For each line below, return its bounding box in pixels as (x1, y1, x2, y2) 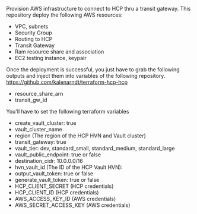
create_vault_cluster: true (14, 119, 77, 127)
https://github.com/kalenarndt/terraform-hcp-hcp (6, 78, 128, 86)
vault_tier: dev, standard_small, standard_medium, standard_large (14, 145, 175, 152)
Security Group (14, 29, 52, 36)
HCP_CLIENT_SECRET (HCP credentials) (14, 182, 114, 190)
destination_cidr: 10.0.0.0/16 (14, 158, 83, 164)
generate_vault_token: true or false (14, 177, 100, 183)
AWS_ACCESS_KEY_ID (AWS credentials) (14, 196, 116, 202)
